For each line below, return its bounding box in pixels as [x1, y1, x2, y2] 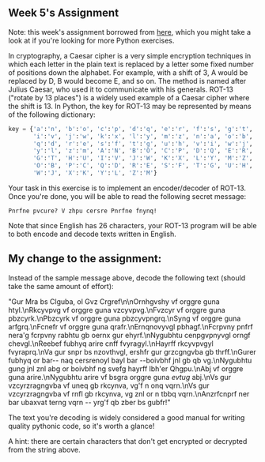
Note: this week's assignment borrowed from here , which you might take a [8, 27, 252, 36]
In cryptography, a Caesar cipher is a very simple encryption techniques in [8, 51, 252, 60]
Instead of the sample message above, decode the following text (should [8, 272, 246, 283]
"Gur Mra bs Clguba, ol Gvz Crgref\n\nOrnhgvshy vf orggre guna [8, 296, 220, 306]
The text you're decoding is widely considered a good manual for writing [8, 412, 245, 422]
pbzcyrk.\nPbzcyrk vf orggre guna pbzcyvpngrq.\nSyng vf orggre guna [8, 314, 241, 323]
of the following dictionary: [8, 110, 97, 119]
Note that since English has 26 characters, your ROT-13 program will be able [8, 220, 257, 230]
